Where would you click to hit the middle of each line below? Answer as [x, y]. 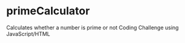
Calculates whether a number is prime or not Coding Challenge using [92, 27]
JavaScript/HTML [28, 33]
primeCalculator [48, 11]
